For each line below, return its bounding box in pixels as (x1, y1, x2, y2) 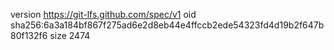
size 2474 (49, 30, 91, 41)
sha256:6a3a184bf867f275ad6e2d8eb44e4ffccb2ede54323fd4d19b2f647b (10, 19, 325, 31)
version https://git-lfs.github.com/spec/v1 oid (10, 9, 197, 20)
